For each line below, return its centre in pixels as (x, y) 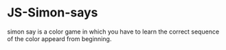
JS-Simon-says (53, 13)
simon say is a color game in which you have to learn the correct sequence (113, 32)
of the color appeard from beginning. (59, 38)
